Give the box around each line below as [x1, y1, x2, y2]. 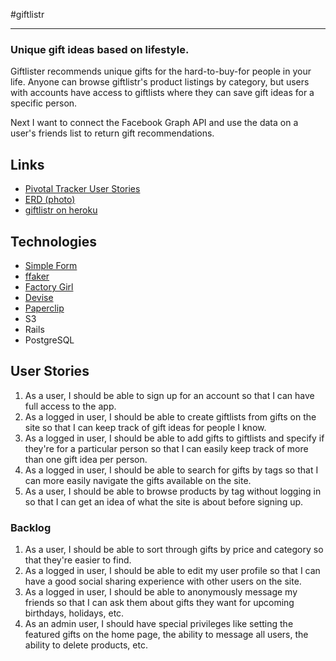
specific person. [10, 97, 78, 109]
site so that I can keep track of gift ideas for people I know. [24, 421, 267, 433]
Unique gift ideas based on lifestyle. [10, 42, 190, 56]
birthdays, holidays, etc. [24, 607, 125, 619]
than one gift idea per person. [24, 453, 148, 465]
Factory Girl [24, 280, 74, 293]
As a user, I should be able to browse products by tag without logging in [24, 485, 322, 497]
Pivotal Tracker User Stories [24, 183, 141, 195]
